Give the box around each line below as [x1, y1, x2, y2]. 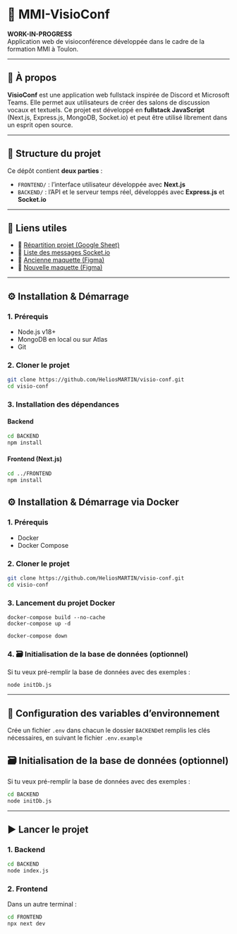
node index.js [7, 868, 49, 875]
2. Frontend [7, 884, 48, 894]
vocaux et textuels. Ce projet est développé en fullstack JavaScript [7, 105, 205, 114]
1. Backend [7, 844, 46, 854]
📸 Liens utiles [7, 222, 68, 234]
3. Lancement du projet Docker [7, 598, 116, 608]
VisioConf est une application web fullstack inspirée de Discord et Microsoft [7, 90, 230, 99]
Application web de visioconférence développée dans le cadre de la [7, 37, 205, 45]
